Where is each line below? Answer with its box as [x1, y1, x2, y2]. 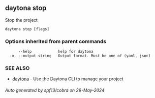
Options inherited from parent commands [5, 38, 107, 45]
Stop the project [5, 17, 38, 23]
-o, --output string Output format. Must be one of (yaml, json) [9, 54, 151, 59]
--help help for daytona [18, 49, 93, 54]
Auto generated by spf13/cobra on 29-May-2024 [5, 87, 105, 93]
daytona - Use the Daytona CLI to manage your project [12, 76, 124, 82]
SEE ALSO [5, 65, 30, 72]
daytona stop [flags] [5, 27, 50, 32]
